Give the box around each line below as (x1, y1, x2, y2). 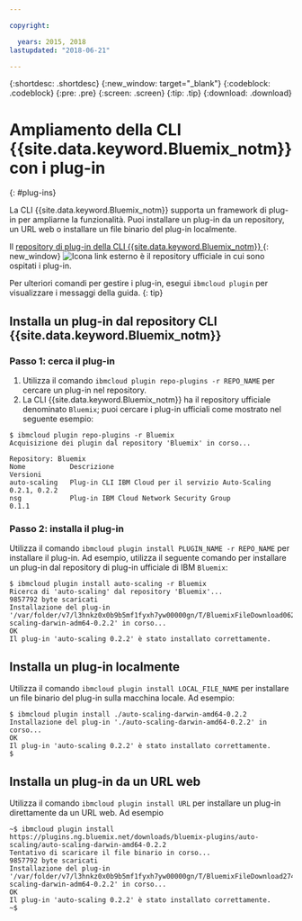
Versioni (9, 470, 42, 479)
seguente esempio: (22, 413, 94, 424)
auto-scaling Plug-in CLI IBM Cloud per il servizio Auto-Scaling (9, 478, 271, 487)
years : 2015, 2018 (17, 37, 87, 46)
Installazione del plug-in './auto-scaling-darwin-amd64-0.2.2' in (9, 718, 268, 727)
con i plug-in (9, 158, 106, 178)
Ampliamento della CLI (9, 119, 182, 140)
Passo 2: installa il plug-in (9, 522, 124, 535)
